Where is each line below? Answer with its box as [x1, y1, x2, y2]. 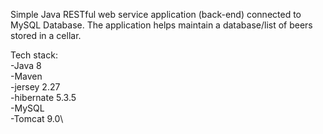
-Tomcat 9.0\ [10, 113, 64, 124]
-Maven [10, 70, 43, 82]
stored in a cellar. [10, 30, 82, 41]
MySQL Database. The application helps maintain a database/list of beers [10, 19, 313, 31]
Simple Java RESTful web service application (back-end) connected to [10, 9, 302, 20]
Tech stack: [10, 49, 58, 61]
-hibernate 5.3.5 [10, 92, 77, 103]
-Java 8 [10, 60, 42, 71]
